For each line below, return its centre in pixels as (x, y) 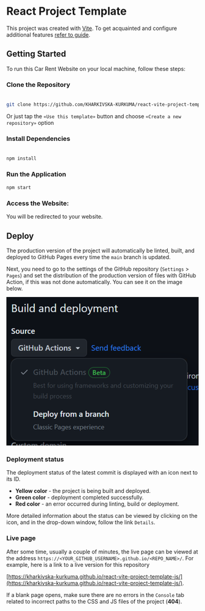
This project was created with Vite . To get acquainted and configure (92, 28)
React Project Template (67, 11)
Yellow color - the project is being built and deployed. (83, 491)
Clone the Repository (38, 84)
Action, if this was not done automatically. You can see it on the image (95, 282)
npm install (21, 158)
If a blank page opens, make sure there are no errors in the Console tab (95, 594)
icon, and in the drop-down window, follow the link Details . (81, 522)
